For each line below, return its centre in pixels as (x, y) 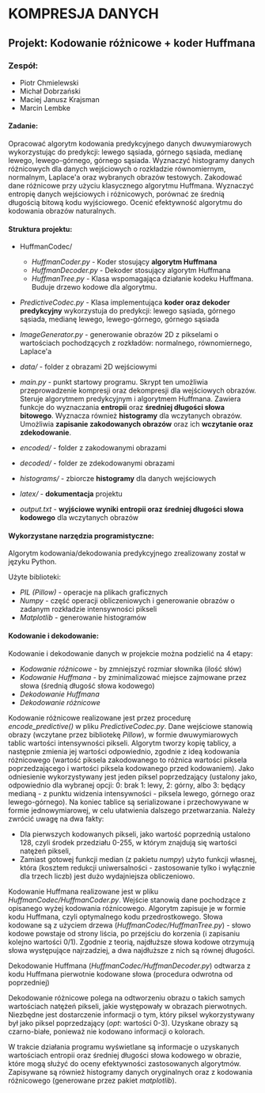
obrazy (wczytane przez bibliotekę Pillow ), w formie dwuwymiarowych (123, 734)
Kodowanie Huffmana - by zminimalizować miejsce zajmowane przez (133, 677)
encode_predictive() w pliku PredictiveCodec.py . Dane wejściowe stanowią (131, 726)
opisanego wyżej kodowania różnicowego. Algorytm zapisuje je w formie (127, 908)
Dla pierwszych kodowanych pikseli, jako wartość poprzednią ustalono (135, 834)
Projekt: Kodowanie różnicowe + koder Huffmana (132, 43)
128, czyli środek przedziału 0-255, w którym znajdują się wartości (128, 842)
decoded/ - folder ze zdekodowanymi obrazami (97, 463)
